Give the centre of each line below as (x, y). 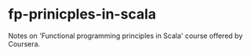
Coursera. (24, 43)
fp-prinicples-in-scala (82, 14)
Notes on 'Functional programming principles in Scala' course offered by (125, 36)
